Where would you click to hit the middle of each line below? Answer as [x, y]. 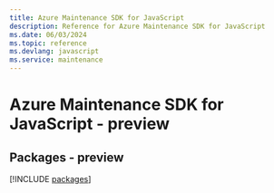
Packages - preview [67, 157]
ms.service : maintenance [56, 60]
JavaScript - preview [90, 124]
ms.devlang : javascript [54, 52]
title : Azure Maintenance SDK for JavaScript [97, 18]
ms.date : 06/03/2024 [49, 34]
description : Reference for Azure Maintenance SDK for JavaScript [137, 26]
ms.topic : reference [49, 43]
